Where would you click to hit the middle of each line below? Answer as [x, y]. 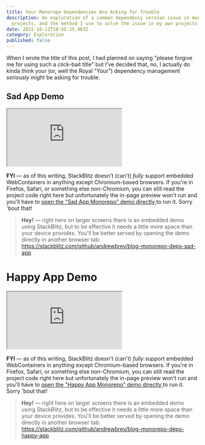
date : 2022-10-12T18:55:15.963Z [47, 29]
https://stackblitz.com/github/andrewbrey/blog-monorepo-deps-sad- [109, 246]
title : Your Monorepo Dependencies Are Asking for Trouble [83, 12]
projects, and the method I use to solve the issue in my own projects [105, 23]
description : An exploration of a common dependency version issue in [98, 18]
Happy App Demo [52, 277]
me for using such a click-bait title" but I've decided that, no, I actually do [98, 64]
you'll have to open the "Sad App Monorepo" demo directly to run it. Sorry [99, 201]
